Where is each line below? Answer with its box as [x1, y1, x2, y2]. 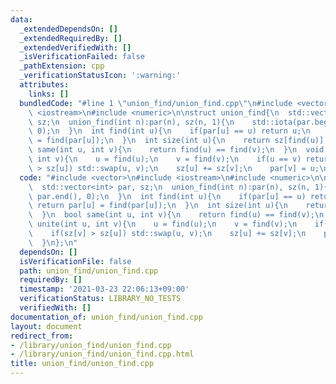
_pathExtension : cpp [19, 61, 105, 71]
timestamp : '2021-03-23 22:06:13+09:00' [19, 284, 190, 295]
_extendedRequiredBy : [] [19, 33, 123, 43]
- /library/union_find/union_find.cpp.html [10, 349, 195, 360]
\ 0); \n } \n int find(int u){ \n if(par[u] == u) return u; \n [28, 126, 311, 136]
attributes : [19, 80, 70, 90]
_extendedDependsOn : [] [19, 24, 118, 34]
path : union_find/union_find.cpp [19, 266, 159, 276]
